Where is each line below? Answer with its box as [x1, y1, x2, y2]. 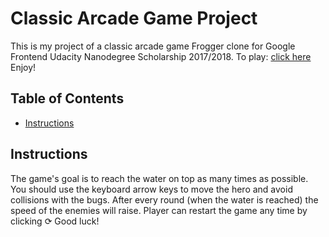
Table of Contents [10, 90, 125, 107]
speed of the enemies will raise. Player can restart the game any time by [10, 204, 308, 216]
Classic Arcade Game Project [10, 7, 258, 30]
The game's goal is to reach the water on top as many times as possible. [10, 172, 309, 184]
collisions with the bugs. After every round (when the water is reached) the [10, 193, 319, 206]
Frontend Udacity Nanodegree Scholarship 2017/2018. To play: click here [10, 50, 312, 62]
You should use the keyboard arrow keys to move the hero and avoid [10, 183, 293, 195]
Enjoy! [10, 61, 37, 73]
